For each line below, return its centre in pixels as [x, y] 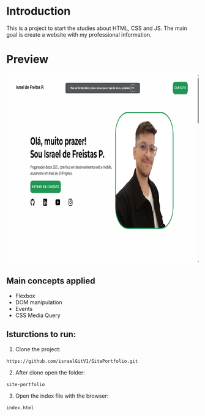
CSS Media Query [38, 315]
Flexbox [25, 296]
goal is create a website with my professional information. [79, 34]
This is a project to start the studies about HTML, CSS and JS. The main [97, 28]
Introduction [39, 11]
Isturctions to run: [41, 334]
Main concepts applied [51, 281]
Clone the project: [38, 349]
